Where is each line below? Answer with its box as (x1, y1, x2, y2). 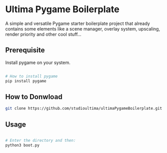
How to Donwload (5, 93, 62, 101)
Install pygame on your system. (5, 59, 71, 66)
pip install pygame (5, 78, 47, 83)
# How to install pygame (5, 74, 58, 79)
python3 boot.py (5, 142, 40, 148)
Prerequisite (5, 46, 45, 54)
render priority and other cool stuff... (5, 31, 82, 37)
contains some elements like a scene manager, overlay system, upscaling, (5, 25, 160, 32)
